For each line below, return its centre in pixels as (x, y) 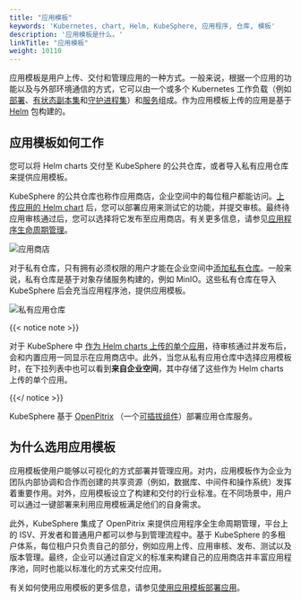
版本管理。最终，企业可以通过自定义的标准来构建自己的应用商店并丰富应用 (146, 557)
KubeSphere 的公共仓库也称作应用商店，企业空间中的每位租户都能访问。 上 (147, 196)
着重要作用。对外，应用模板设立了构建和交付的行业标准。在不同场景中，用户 (150, 493)
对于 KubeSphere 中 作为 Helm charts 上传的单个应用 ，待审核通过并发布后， (150, 346)
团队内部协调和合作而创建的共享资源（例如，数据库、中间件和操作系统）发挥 (150, 482)
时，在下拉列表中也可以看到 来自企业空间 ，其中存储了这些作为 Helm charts (146, 368)
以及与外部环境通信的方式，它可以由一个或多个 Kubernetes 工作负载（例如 (154, 89)
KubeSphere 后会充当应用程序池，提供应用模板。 (100, 290)
